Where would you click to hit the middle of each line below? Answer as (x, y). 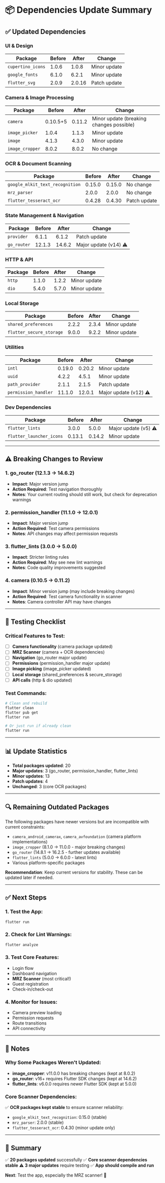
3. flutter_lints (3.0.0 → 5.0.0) (41, 546)
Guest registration (30, 984)
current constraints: (25, 827)
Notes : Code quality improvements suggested (59, 568)
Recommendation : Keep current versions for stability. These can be (74, 872)
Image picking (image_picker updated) (52, 669)
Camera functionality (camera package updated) (62, 647)
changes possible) (113, 125)
